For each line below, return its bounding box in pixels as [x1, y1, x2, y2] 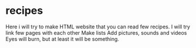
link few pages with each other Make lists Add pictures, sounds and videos [5, 29, 187, 36]
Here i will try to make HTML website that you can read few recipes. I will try [5, 23, 191, 30]
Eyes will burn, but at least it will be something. [5, 35, 119, 42]
